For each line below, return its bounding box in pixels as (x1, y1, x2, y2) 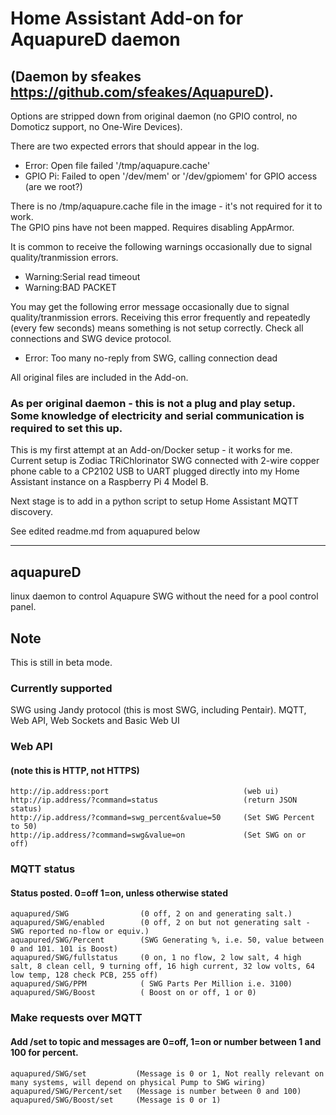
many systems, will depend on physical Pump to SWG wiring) (10, 1077, 267, 1087)
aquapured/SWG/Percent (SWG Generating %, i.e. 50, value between (10, 935, 325, 946)
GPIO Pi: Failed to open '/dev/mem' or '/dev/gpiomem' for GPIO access (24, 170, 318, 182)
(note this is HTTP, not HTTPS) (10, 764, 140, 776)
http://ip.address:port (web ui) (10, 787, 280, 797)
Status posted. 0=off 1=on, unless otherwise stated (10, 887, 228, 899)
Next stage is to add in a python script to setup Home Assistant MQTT (10, 495, 299, 507)
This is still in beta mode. (10, 656, 113, 668)
